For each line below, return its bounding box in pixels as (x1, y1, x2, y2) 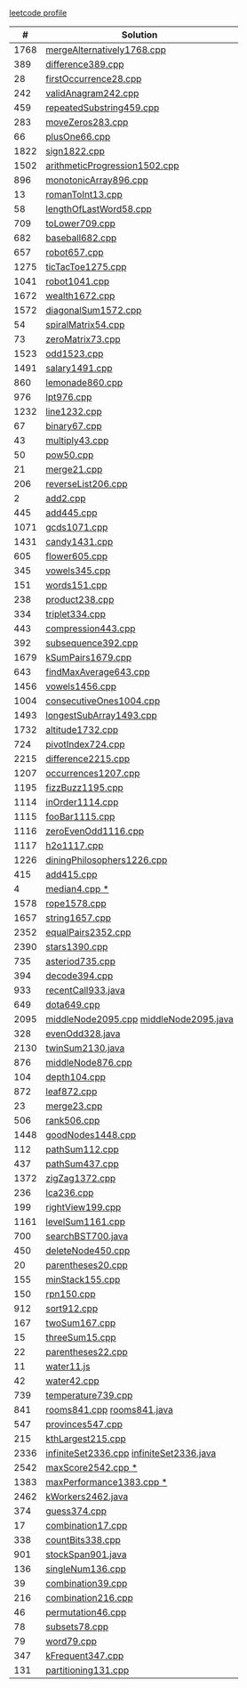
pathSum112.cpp (45, 1143, 120, 1156)
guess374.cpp (45, 1505, 108, 1517)
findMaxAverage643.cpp (45, 666, 150, 678)
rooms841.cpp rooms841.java (45, 1404, 173, 1416)
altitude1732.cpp (45, 724, 119, 735)
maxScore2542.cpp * (45, 1462, 138, 1473)
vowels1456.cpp (45, 680, 117, 693)
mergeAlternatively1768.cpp (45, 44, 167, 56)
